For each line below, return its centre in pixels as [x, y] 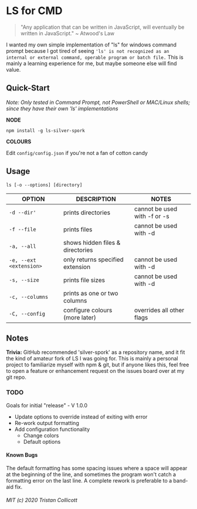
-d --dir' [23, 212]
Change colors [41, 435]
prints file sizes [84, 280]
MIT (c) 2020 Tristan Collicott [42, 500]
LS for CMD [34, 11]
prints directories [87, 213]
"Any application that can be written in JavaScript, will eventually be [102, 27]
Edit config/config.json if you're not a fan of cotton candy [77, 153]
